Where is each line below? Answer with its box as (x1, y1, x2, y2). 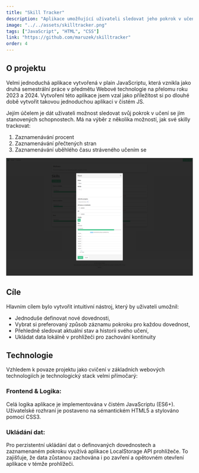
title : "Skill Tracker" (6, 9, 65, 15)
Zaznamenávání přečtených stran (14, 140, 97, 147)
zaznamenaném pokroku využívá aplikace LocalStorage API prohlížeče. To (6, 448, 188, 455)
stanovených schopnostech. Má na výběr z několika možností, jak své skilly (6, 115, 191, 123)
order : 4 (6, 41, 28, 47)
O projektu (6, 63, 46, 73)
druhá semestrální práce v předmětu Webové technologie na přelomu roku (6, 85, 188, 92)
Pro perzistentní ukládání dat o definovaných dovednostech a (6, 441, 156, 448)
